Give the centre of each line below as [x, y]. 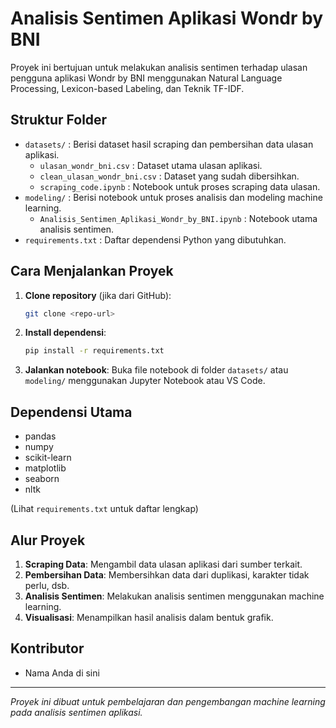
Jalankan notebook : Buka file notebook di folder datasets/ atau [156, 370]
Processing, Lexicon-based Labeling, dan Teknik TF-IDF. [127, 88]
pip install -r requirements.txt [94, 351]
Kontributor [47, 648]
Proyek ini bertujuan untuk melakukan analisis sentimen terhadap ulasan [159, 67]
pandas [40, 436]
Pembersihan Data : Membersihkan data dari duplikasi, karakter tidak [167, 574]
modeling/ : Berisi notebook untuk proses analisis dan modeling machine [173, 197]
